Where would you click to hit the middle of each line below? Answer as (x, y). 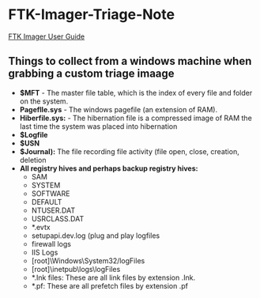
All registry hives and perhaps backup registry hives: (109, 168)
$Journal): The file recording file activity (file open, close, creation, (129, 151)
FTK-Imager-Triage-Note (92, 15)
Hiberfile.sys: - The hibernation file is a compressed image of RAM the (136, 118)
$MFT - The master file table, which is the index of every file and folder (136, 92)
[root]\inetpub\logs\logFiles (76, 269)
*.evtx (41, 227)
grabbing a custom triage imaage (92, 74)
